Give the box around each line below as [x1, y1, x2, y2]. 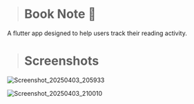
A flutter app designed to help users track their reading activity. [7, 29, 188, 37]
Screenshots [23, 53, 99, 69]
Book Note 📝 [23, 6, 97, 22]
